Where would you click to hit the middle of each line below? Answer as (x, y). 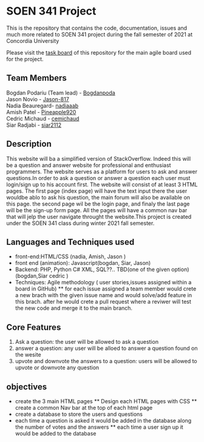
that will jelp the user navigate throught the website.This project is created (99, 216)
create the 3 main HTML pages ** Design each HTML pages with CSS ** (106, 401)
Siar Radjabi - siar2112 (34, 125)
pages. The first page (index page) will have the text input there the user (97, 191)
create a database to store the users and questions (79, 414)
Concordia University (33, 41)
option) (180, 270)
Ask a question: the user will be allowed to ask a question (87, 342)
